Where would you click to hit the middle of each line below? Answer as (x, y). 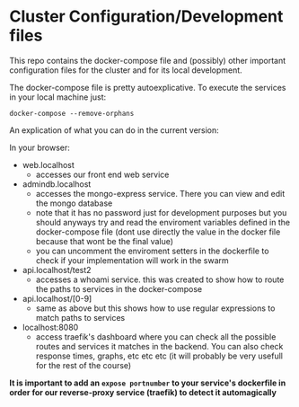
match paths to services (80, 317)
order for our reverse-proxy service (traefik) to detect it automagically (143, 392)
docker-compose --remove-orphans (72, 113)
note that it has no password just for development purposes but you (161, 212)
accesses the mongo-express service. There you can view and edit (160, 193)
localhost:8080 (50, 327)
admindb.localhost (57, 184)
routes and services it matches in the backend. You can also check (159, 346)
